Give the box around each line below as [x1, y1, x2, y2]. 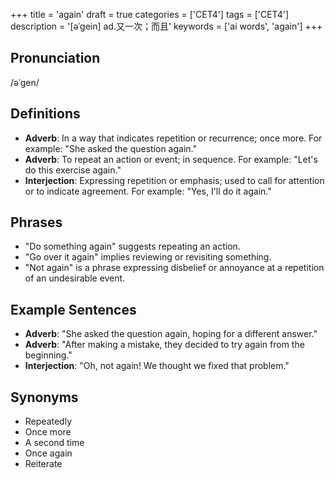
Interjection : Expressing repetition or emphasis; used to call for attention [24, 174, 325, 186]
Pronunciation [10, 50, 101, 67]
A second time [24, 437, 85, 449]
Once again [24, 447, 73, 459]
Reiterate [24, 458, 63, 470]
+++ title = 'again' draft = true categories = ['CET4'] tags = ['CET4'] [10, 9, 290, 20]
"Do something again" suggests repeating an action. [24, 240, 241, 253]
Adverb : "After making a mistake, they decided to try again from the [24, 339, 305, 351]
